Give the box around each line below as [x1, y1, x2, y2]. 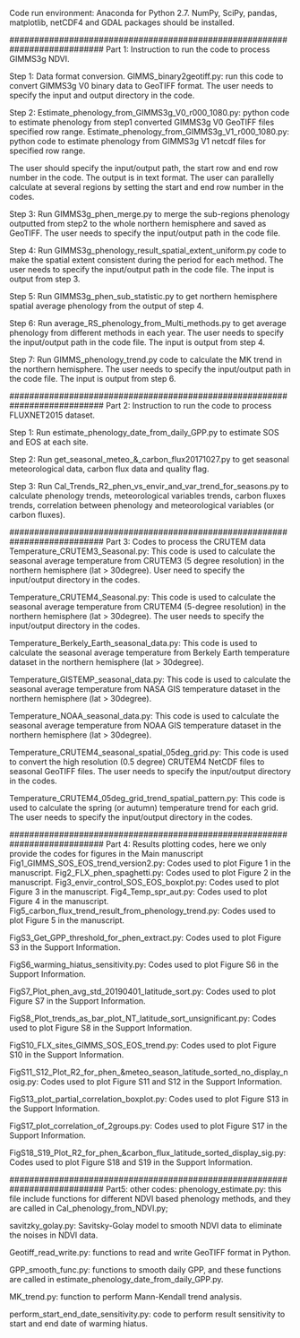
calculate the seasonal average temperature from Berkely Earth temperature [9, 647, 290, 658]
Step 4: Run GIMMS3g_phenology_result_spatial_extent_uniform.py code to [9, 246, 287, 255]
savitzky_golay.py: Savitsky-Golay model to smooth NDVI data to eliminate [9, 1221, 283, 1230]
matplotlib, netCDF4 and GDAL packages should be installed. [9, 17, 235, 28]
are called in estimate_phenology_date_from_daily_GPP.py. [9, 1274, 224, 1284]
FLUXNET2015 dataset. [9, 410, 96, 420]
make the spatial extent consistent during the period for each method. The [9, 255, 284, 265]
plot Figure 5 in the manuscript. [9, 915, 125, 926]
